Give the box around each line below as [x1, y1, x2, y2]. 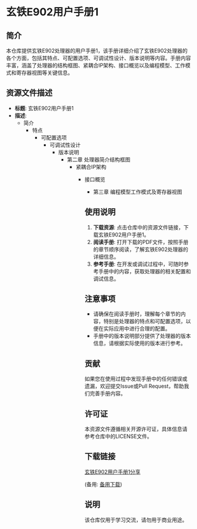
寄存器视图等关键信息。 [16, 69, 73, 76]
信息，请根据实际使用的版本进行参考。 [93, 340, 186, 347]
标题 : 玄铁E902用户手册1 [14, 104, 74, 111]
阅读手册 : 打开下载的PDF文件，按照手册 [93, 238, 189, 245]
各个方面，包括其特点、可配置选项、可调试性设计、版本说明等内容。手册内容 [6, 55, 191, 62]
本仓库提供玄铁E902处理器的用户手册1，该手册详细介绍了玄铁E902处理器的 [6, 48, 188, 54]
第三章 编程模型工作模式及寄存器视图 [93, 188, 182, 195]
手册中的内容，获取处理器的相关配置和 [98, 267, 191, 274]
